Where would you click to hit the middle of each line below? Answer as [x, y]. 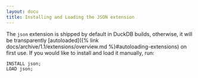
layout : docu [22, 12]
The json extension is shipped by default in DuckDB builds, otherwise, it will [99, 34]
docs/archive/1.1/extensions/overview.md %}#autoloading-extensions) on [97, 46]
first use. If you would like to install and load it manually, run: [81, 53]
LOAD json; [20, 69]
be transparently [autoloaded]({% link [52, 40]
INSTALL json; [24, 64]
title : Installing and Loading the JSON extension [70, 17]
